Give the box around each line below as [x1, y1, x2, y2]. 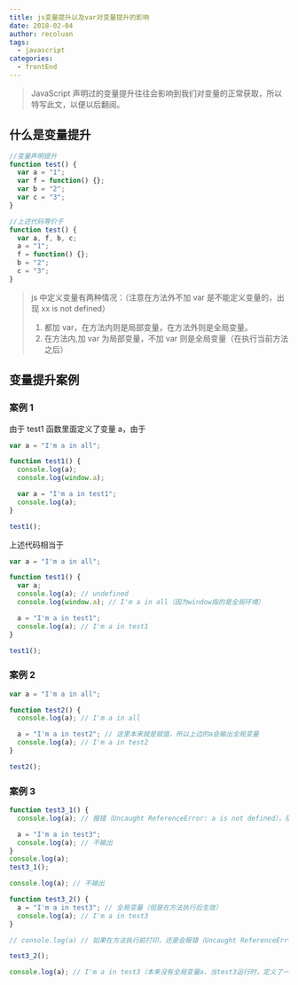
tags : [9, 37, 29, 47]
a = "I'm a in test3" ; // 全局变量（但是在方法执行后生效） [17, 902, 223, 912]
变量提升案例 [9, 373, 80, 388]
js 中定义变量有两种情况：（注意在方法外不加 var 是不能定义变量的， [30, 292, 278, 303]
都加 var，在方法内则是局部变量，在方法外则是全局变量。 [43, 321, 253, 333]
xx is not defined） [41, 303, 111, 313]
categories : [9, 54, 53, 63]
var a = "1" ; [17, 168, 66, 177]
